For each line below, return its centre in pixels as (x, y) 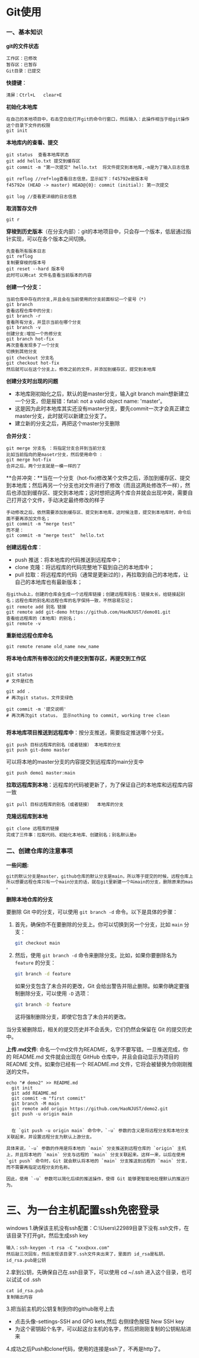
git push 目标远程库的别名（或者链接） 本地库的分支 (64, 745)
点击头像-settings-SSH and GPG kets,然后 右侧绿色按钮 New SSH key (99, 1321)
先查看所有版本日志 (26, 251)
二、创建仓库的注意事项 (39, 851)
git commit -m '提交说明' (36, 709)
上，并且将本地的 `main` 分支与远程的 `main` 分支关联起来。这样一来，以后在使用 (96, 1155)
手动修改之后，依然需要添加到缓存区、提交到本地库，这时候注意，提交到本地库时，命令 (97, 513)
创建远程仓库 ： (24, 547)
